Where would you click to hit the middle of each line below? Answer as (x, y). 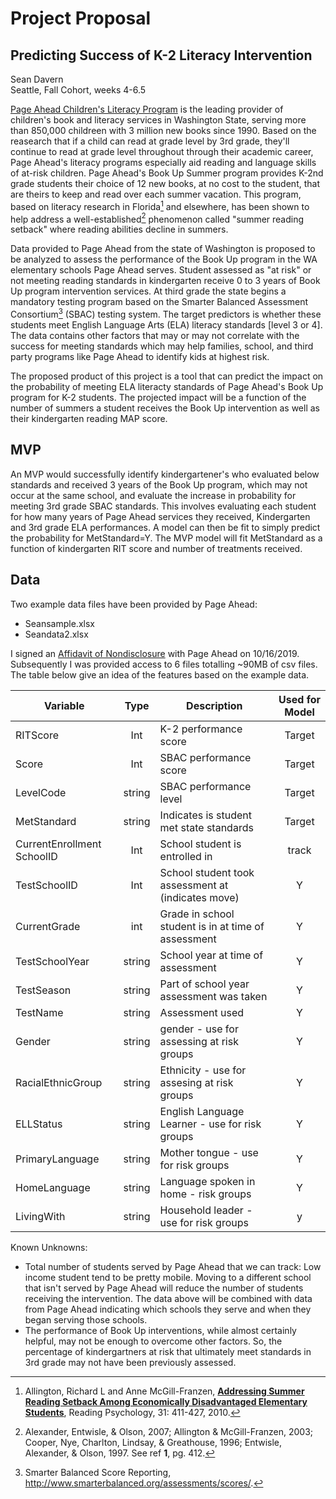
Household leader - (206, 1210)
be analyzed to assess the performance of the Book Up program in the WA (164, 259)
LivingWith (40, 1216)
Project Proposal (81, 18)
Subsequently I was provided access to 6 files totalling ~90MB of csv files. (164, 664)
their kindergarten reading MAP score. (89, 418)
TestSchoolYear (52, 961)
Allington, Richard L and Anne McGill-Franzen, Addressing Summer (164, 1391)
